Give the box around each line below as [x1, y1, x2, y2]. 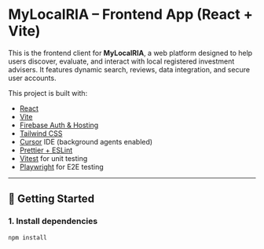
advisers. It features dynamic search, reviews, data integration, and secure [8, 64, 250, 74]
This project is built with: [8, 88, 88, 97]
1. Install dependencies [8, 216, 98, 227]
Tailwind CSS [19, 128, 63, 138]
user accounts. [8, 73, 57, 82]
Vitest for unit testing [19, 153, 88, 163]
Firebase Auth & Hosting [19, 120, 99, 130]
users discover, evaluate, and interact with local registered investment [8, 57, 235, 66]
